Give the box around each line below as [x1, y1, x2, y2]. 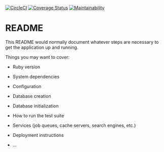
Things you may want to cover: [5, 54, 70, 60]
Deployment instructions [12, 132, 64, 138]
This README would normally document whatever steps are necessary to [5, 39, 159, 45]
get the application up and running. [5, 44, 78, 50]
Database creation [12, 93, 52, 99]
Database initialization [12, 103, 59, 109]
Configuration [12, 83, 42, 89]
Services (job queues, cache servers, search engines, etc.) [12, 122, 136, 128]
